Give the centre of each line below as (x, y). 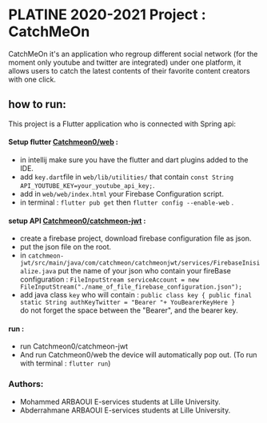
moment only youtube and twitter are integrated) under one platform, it (125, 62)
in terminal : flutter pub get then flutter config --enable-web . (127, 202)
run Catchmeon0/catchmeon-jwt (74, 346)
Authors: (26, 384)
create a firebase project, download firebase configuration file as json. (135, 238)
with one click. (32, 79)
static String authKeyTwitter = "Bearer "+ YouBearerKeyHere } (128, 303)
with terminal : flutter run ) (65, 363)
